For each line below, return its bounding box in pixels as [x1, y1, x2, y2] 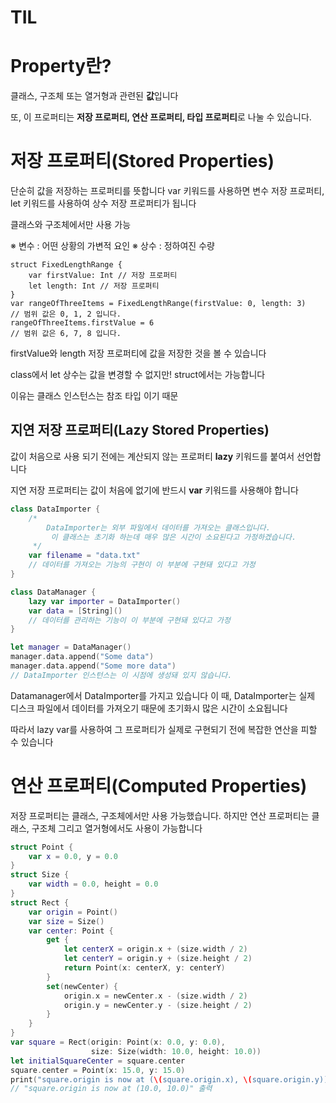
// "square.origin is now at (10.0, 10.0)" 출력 [10, 1084, 213, 1094]
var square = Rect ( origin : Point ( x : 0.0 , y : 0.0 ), [10, 1037, 226, 1048]
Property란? [10, 55, 112, 78]
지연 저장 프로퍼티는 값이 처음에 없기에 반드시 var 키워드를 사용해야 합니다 [10, 484, 299, 496]
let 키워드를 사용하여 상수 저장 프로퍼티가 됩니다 [10, 197, 197, 210]
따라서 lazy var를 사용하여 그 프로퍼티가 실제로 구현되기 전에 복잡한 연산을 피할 [10, 723, 318, 735]
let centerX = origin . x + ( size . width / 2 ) [63, 944, 248, 955]
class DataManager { [10, 587, 97, 597]
